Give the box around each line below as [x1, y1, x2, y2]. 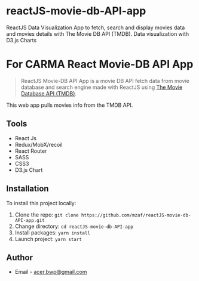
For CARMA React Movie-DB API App [6, 58, 194, 71]
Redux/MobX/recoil [14, 141, 63, 148]
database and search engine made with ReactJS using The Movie [20, 84, 183, 91]
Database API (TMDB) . [20, 89, 76, 97]
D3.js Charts [6, 36, 37, 44]
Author [6, 252, 33, 263]
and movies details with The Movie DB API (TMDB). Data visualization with [6, 30, 189, 37]
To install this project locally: [6, 199, 76, 206]
